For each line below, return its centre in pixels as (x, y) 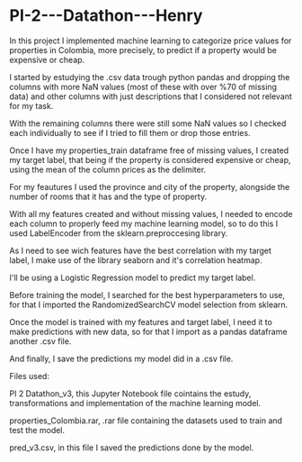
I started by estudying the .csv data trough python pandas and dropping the (150, 77)
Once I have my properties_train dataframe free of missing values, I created (149, 150)
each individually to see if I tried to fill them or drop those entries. (130, 132)
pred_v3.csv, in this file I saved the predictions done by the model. (132, 448)
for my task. (31, 105)
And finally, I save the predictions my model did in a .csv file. (121, 358)
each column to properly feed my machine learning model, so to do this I (144, 223)
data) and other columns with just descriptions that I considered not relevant (151, 96)
